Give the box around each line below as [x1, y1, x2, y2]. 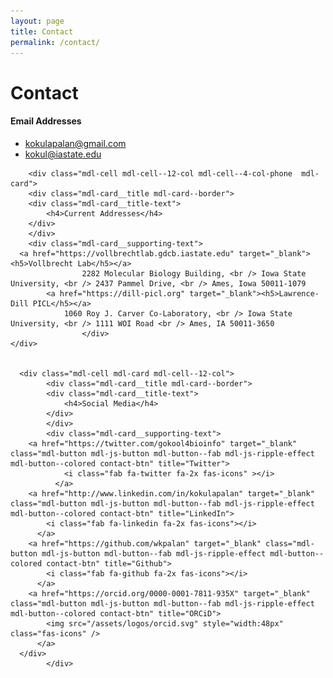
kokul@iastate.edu [24, 148, 102, 160]
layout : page [10, 16, 65, 26]
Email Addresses [10, 115, 82, 127]
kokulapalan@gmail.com [24, 137, 127, 149]
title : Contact [10, 26, 74, 37]
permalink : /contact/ [10, 37, 101, 47]
